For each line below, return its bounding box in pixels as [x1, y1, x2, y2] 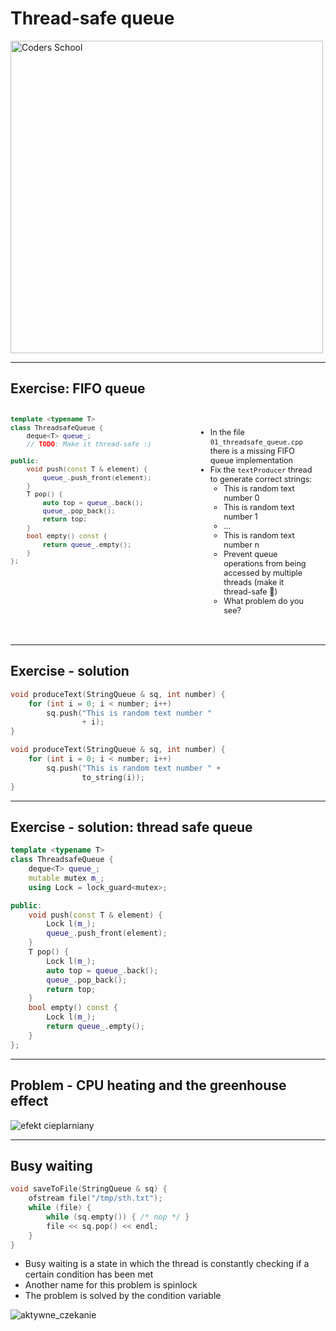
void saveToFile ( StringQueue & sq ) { [10, 1184, 168, 1194]
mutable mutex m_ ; [28, 873, 105, 883]
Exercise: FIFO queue [10, 380, 146, 397]
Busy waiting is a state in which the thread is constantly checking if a [24, 1258, 310, 1270]
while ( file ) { [28, 1203, 92, 1213]
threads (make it [223, 577, 285, 588]
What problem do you [223, 596, 304, 607]
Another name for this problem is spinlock [24, 1279, 198, 1291]
